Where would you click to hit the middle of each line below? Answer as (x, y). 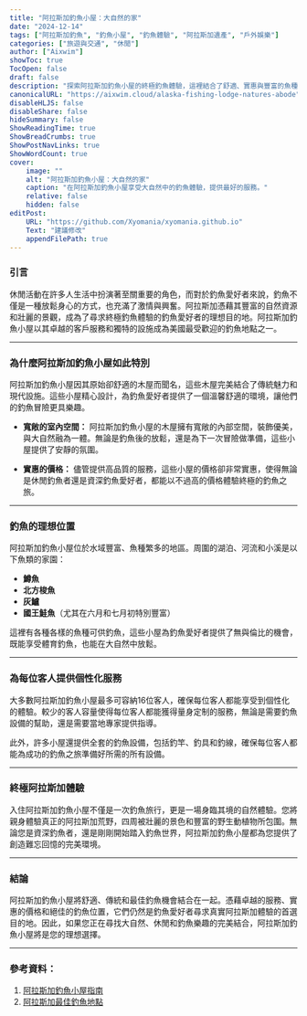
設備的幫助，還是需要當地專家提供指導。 (85, 723)
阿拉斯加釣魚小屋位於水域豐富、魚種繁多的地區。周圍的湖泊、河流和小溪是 (149, 548)
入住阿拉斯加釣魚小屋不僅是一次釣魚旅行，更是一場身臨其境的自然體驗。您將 (153, 810)
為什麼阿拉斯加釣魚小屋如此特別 (80, 363)
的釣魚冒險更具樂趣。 (49, 407)
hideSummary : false (47, 120)
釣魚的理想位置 (42, 526)
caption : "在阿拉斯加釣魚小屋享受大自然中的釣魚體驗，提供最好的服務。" (147, 188)
